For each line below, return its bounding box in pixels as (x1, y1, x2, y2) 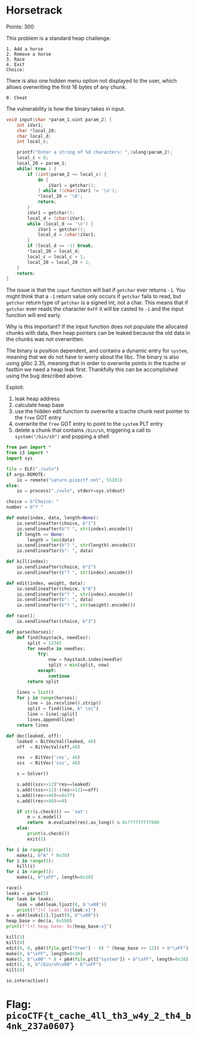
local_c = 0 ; (17, 155, 49, 161)
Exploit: (6, 384, 25, 391)
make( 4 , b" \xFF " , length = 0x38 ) (6, 951, 83, 957)
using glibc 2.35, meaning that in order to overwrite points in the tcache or (6, 360, 186, 367)
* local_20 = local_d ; (27, 248, 81, 254)
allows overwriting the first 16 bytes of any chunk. (6, 83, 127, 91)
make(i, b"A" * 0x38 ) (17, 852, 70, 858)
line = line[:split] (27, 711, 78, 718)
